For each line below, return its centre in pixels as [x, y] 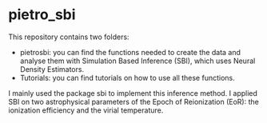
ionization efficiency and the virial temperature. [86, 110]
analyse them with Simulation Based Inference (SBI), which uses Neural [137, 61]
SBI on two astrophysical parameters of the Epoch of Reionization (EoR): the [134, 101]
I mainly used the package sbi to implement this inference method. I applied [133, 93]
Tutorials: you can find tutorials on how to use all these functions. [128, 77]
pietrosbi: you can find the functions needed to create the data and [130, 52]
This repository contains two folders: [69, 37]
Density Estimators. [52, 69]
